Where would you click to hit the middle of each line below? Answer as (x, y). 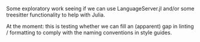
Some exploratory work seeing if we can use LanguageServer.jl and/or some (100, 9)
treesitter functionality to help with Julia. (56, 15)
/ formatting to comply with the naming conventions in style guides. (89, 33)
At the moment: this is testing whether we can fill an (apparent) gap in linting (100, 26)
